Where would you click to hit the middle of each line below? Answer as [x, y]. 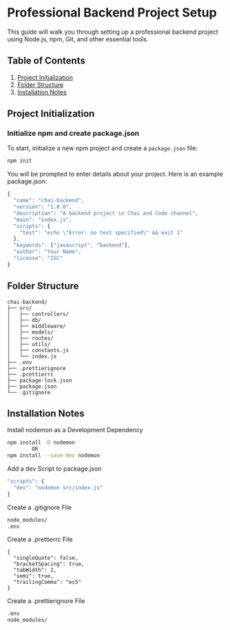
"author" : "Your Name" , [47, 252]
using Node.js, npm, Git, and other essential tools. [78, 39]
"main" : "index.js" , [43, 220]
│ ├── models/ [30, 332]
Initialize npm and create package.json [73, 134]
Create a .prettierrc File [40, 540]
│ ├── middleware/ [37, 326]
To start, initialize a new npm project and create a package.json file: [103, 148]
